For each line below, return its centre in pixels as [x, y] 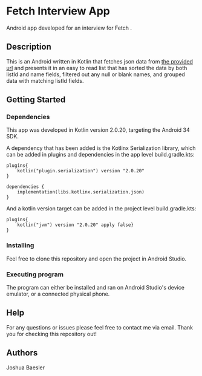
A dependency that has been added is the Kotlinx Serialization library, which [101, 148]
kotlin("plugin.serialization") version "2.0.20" [81, 171]
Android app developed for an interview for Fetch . [69, 28]
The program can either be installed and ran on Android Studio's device [95, 288]
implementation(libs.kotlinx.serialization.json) [81, 192]
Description [29, 47]
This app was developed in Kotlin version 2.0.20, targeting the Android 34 [98, 130]
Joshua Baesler [26, 368]
